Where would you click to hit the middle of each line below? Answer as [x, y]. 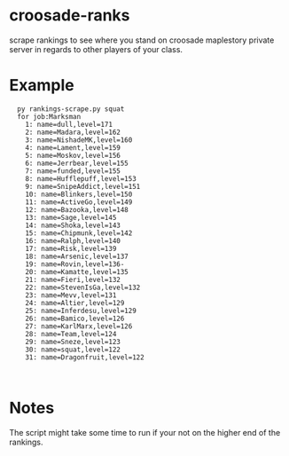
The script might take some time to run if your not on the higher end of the [145, 432]
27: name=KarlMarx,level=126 [79, 326]
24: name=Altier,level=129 [75, 303]
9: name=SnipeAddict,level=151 [83, 186]
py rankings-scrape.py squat [71, 109]
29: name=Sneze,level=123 [73, 342]
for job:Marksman [49, 116]
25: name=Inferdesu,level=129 [81, 311]
